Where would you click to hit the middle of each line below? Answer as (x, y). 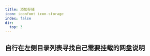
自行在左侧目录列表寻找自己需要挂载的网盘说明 (75, 48)
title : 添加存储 (20, 9)
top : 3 (16, 27)
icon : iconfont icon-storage (34, 14)
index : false (18, 18)
